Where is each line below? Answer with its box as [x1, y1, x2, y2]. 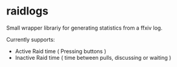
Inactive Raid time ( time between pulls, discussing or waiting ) [15, 54, 172, 61]
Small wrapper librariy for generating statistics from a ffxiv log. [6, 24, 162, 31]
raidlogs [6, 4, 48, 18]
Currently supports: [6, 36, 55, 43]
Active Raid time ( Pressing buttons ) [15, 47, 107, 55]
